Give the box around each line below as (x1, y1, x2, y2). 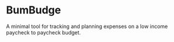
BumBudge (6, 3, 62, 17)
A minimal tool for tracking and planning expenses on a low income (6, 23, 168, 30)
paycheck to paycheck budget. (6, 29, 81, 36)
